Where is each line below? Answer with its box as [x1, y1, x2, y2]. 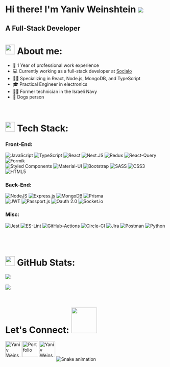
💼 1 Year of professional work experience [12, 62, 100, 68]
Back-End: [5, 181, 32, 188]
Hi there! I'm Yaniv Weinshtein [5, 4, 136, 15]
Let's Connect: [5, 324, 69, 335]
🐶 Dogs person [12, 93, 44, 100]
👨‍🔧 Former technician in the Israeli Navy [12, 88, 98, 94]
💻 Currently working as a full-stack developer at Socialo [12, 68, 132, 74]
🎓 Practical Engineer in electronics [12, 81, 88, 87]
